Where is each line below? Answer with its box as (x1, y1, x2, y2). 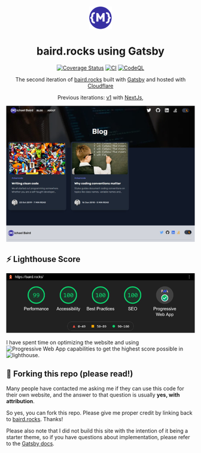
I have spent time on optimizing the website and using (6, 339, 139, 346)
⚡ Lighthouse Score (6, 254, 81, 264)
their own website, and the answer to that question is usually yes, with (6, 391, 181, 398)
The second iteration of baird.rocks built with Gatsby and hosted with (15, 75, 186, 83)
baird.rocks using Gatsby (36, 44, 165, 58)
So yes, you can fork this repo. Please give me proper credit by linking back (6, 409, 193, 416)
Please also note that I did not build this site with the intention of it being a (6, 427, 188, 434)
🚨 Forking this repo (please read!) (6, 369, 133, 379)
